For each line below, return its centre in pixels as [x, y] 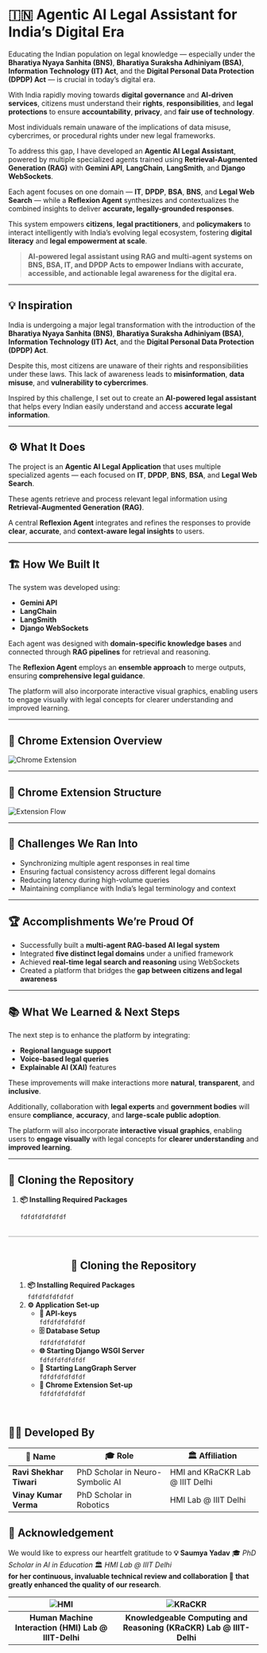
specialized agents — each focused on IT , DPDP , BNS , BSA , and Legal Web [133, 475]
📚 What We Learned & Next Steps [94, 1013]
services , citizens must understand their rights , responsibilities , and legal [131, 103]
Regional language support [66, 1050]
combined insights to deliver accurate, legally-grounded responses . [121, 208]
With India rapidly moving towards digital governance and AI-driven [121, 95]
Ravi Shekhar [38, 1472]
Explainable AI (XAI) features [68, 1068]
